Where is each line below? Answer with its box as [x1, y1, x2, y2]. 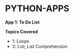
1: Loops [12, 38, 29, 44]
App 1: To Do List [5, 19, 40, 25]
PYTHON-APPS [5, 3, 70, 14]
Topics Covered [5, 28, 38, 34]
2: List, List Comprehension [12, 43, 68, 49]
